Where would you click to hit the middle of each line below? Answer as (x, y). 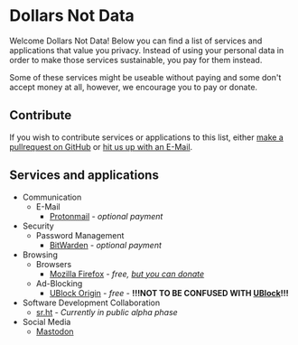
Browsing (40, 255)
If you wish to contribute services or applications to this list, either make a (147, 137)
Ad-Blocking (59, 283)
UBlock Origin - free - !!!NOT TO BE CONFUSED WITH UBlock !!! (169, 293)
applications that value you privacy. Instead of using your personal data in (147, 50)
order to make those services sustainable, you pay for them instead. (136, 60)
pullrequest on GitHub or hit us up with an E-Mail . (101, 146)
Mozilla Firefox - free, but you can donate (127, 274)
